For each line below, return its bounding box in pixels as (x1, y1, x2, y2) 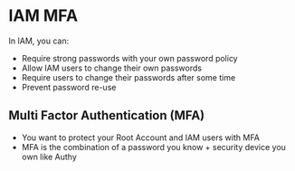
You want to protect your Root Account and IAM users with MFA (21, 132, 260, 143)
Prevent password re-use (21, 81, 117, 92)
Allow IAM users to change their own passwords (21, 62, 203, 73)
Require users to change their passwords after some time (21, 71, 236, 82)
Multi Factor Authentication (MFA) (8, 108, 205, 123)
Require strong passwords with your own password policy (21, 52, 238, 63)
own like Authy (21, 151, 78, 162)
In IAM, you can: (8, 35, 70, 46)
